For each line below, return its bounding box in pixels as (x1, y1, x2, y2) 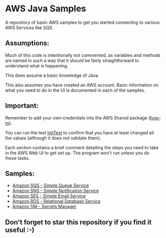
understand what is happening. (5, 62, 69, 68)
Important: (5, 102, 39, 110)
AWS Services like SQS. (5, 24, 53, 30)
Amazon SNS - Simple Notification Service (12, 188, 99, 194)
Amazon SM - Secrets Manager (12, 204, 77, 210)
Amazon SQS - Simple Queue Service (12, 182, 89, 188)
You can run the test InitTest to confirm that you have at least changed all (5, 129, 154, 135)
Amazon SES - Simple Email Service (12, 193, 86, 199)
